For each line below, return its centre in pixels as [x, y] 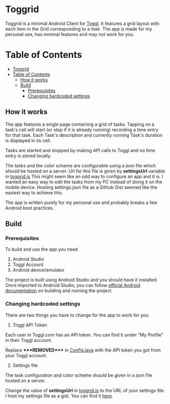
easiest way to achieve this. [34, 192]
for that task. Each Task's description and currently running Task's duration [84, 135]
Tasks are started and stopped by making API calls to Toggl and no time [80, 150]
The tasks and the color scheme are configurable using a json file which [81, 165]
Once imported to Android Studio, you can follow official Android [73, 285]
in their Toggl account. [29, 340]
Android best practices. [30, 208]
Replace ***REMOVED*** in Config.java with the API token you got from [83, 350]
